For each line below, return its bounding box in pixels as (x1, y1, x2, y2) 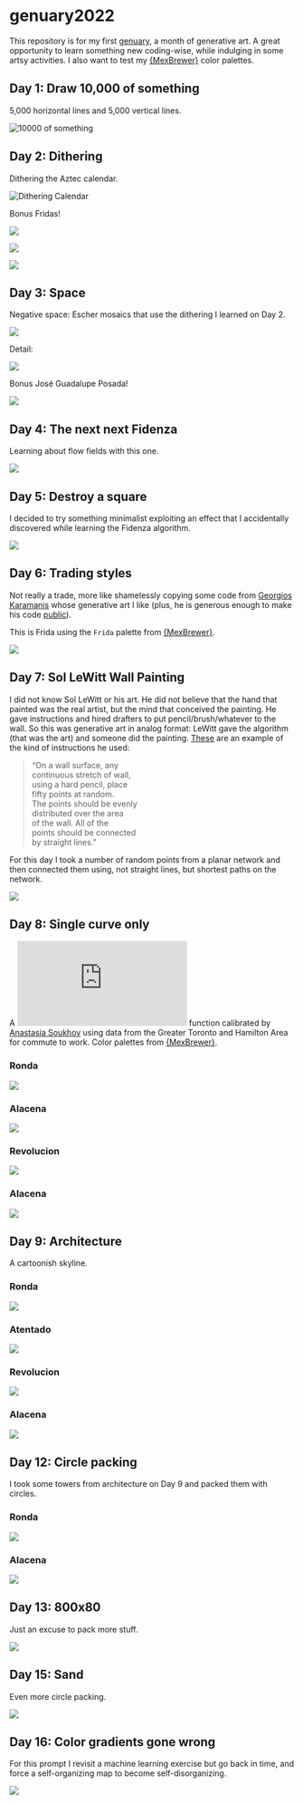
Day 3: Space (9, 285, 86, 300)
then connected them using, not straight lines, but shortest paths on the (9, 863, 277, 874)
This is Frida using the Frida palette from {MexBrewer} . (9, 626, 215, 637)
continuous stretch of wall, (31, 769, 131, 780)
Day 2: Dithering (9, 149, 103, 164)
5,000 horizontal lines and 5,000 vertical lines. (9, 105, 182, 116)
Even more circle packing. (9, 1691, 107, 1702)
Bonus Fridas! (9, 207, 61, 218)
